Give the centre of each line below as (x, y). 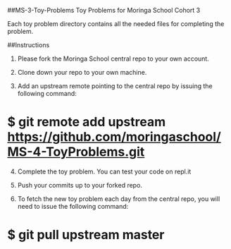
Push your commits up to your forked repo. (80, 185)
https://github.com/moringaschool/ (114, 137)
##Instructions (29, 45)
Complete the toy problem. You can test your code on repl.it (104, 171)
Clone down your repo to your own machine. (82, 72)
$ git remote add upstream (87, 122)
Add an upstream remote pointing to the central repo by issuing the (115, 86)
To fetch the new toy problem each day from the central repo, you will (119, 199)
